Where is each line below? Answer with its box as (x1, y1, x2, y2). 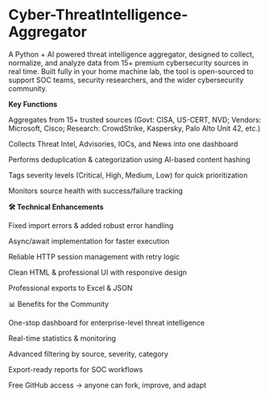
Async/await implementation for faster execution (8, 236, 170, 246)
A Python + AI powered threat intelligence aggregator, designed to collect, (8, 49, 255, 59)
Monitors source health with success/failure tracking (8, 185, 184, 195)
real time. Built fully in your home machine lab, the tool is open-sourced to (8, 66, 254, 76)
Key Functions (8, 99, 58, 109)
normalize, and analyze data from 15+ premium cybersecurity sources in (8, 58, 249, 68)
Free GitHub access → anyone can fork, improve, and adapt (8, 380, 207, 390)
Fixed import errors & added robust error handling (8, 220, 174, 230)
